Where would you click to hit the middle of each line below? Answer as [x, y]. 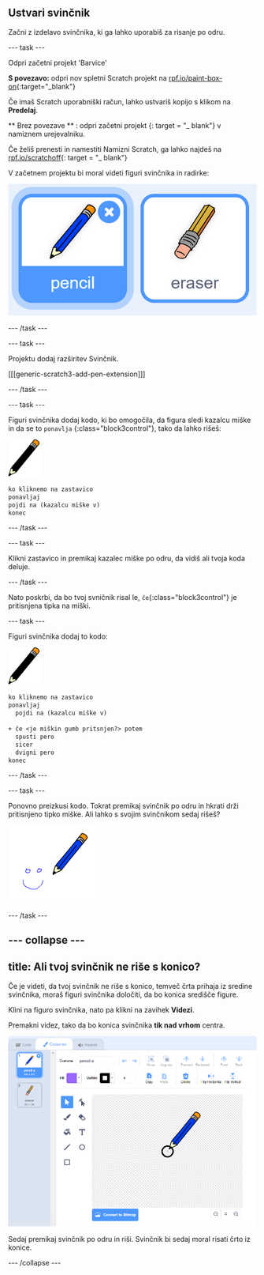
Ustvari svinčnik [49, 13]
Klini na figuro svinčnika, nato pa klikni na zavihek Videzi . [101, 1009]
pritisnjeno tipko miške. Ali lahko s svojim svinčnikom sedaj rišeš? [114, 814]
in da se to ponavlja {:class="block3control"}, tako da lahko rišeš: [115, 428]
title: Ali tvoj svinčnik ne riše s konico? [104, 967]
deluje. [19, 566]
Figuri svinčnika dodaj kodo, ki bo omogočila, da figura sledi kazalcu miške [130, 420]
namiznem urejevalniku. [46, 134]
